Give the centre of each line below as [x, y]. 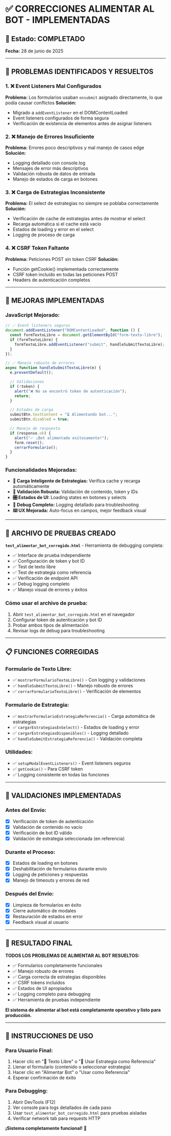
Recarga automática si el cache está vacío [57, 224]
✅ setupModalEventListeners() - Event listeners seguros [72, 763]
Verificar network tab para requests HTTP [56, 1118]
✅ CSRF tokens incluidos [39, 982]
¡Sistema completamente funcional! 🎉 [46, 1128]
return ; [22, 396]
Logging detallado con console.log [49, 163]
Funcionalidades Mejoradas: [41, 470]
